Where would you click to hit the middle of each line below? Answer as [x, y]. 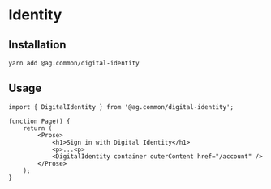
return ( [38, 128]
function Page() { [39, 121]
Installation [37, 45]
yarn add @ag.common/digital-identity [74, 63]
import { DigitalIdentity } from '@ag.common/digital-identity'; [121, 107]
